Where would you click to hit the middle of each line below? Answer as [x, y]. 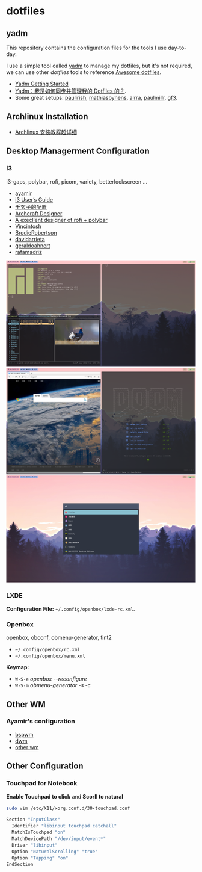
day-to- [177, 48]
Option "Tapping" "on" [40, 858]
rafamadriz [28, 252]
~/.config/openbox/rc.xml [47, 650]
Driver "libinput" [35, 845]
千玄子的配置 [31, 206]
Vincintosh [28, 226]
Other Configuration [45, 766]
